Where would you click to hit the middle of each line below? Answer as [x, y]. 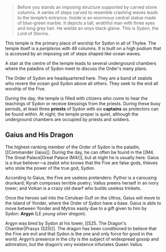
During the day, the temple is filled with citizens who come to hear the [76, 98]
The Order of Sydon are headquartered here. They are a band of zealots [79, 78]
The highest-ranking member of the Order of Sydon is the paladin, [73, 147]
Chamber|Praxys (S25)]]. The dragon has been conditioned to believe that [81, 228]
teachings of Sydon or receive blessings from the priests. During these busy [83, 103]
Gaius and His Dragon [39, 135]
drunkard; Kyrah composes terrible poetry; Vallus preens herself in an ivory [82, 183]
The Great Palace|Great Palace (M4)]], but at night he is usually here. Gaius [82, 157]
